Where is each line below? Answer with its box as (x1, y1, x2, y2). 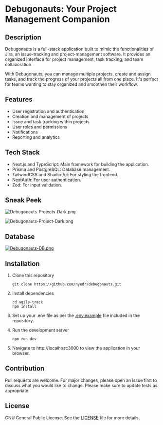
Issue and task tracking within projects (12, 118, 90, 125)
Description (5, 33, 41, 41)
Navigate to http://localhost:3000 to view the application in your (12, 345, 140, 351)
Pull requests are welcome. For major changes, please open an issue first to (5, 377, 157, 383)
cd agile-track (12, 300, 43, 305)
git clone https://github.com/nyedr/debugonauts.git (12, 282, 122, 287)
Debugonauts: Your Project (5, 3, 117, 15)
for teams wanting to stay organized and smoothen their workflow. (5, 81, 138, 87)
